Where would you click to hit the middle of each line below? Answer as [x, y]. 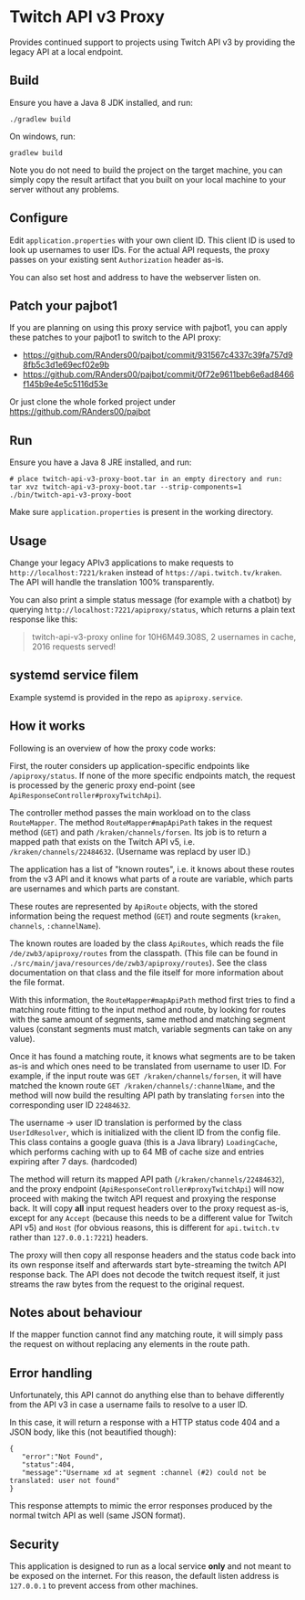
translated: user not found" [65, 1481]
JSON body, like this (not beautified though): [93, 1432]
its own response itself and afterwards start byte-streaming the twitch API [148, 1264]
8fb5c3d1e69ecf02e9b [66, 365]
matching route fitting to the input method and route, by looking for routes [148, 1009]
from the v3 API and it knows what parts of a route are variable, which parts [152, 879]
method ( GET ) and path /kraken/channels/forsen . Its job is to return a [138, 832]
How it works [47, 726]
